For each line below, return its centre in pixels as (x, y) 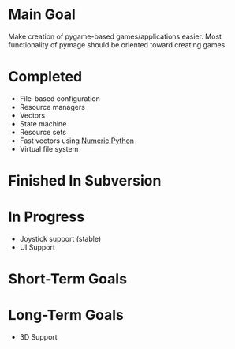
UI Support (37, 247)
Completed (45, 77)
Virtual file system (49, 148)
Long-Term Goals (66, 315)
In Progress (47, 217)
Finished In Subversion (85, 181)
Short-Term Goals (68, 279)
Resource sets (43, 132)
